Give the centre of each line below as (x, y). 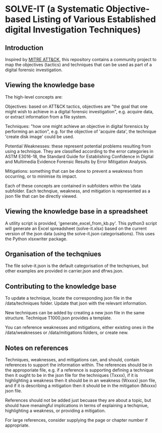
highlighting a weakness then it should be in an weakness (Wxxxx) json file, (81, 381)
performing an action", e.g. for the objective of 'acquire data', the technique (81, 131)
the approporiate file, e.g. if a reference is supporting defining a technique (79, 370)
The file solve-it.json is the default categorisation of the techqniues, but (77, 266)
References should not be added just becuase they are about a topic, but (78, 400)
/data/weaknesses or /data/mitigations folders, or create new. (67, 332)
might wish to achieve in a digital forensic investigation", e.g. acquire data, (79, 111)
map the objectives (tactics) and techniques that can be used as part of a (79, 65)
